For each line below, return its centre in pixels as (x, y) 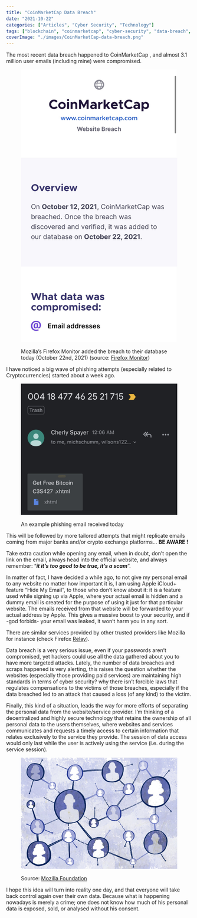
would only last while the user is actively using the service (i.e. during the (95, 743)
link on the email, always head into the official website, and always (87, 560)
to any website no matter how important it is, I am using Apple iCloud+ (91, 584)
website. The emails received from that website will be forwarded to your (95, 609)
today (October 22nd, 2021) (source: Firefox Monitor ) (86, 357)
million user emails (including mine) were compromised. (74, 61)
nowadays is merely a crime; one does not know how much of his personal (97, 903)
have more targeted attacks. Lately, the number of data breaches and (91, 663)
